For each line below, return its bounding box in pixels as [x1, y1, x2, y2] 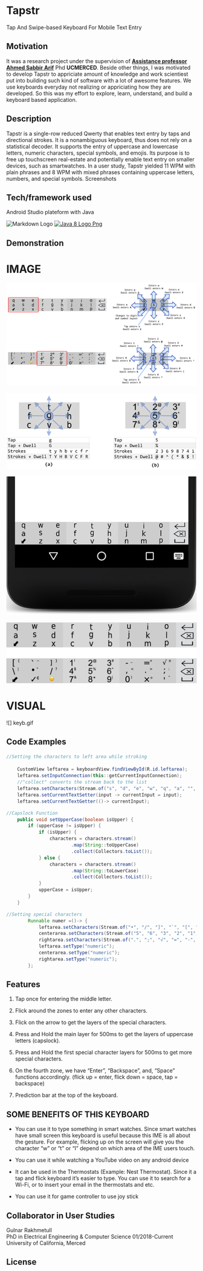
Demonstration [6, 238, 65, 248]
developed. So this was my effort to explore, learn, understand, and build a [6, 89, 192, 97]
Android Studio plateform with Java [6, 209, 95, 216]
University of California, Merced [6, 1239, 86, 1247]
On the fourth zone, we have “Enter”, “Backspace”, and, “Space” [14, 1067, 175, 1074]
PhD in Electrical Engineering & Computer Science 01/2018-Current [6, 1233, 173, 1241]
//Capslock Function [6, 810, 59, 816]
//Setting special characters [6, 911, 83, 917]
